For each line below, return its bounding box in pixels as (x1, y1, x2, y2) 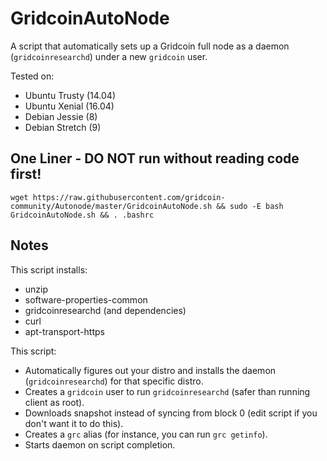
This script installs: (10, 263, 88, 276)
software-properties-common (24, 293, 148, 306)
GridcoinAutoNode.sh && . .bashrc (10, 210, 155, 220)
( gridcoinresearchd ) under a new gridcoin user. (10, 50, 208, 62)
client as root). (24, 396, 85, 408)
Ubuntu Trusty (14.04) (24, 89, 117, 101)
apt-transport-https (24, 325, 105, 337)
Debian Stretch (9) (24, 121, 102, 133)
